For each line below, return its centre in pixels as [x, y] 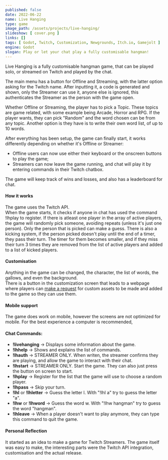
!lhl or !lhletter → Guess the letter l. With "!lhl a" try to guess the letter [85, 393]
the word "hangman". [34, 409]
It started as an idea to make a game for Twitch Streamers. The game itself [82, 442]
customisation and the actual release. [44, 452]
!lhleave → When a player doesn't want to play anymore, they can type [86, 414]
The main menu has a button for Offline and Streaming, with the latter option [84, 81]
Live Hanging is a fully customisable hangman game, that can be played [79, 66]
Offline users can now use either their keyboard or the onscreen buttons [87, 153]
